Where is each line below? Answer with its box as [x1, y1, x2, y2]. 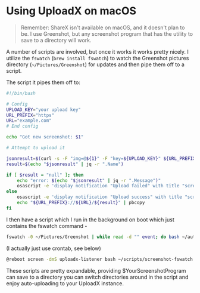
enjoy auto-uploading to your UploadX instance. [6, 279, 124, 287]
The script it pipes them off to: [6, 79, 80, 86]
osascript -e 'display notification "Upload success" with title [17, 194, 183, 201]
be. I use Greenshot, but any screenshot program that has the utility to [20, 30, 193, 37]
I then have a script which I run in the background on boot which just [6, 216, 174, 223]
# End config [6, 124, 39, 129]
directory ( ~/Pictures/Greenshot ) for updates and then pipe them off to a [6, 61, 185, 68]
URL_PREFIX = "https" [6, 112, 55, 118]
